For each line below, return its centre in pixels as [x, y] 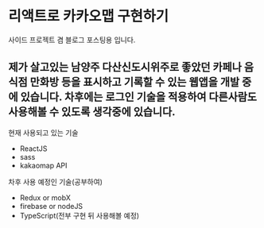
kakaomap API [43, 165]
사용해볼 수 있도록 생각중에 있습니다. [92, 112]
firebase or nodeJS [51, 206]
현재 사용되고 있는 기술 [43, 133]
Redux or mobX [45, 197]
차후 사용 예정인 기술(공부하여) [56, 182]
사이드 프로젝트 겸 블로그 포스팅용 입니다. [72, 40]
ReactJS [33, 149]
